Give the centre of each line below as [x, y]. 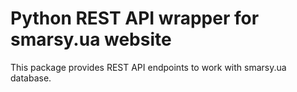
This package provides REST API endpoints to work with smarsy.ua [148, 67]
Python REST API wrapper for [135, 18]
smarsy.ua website [91, 39]
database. [31, 78]
